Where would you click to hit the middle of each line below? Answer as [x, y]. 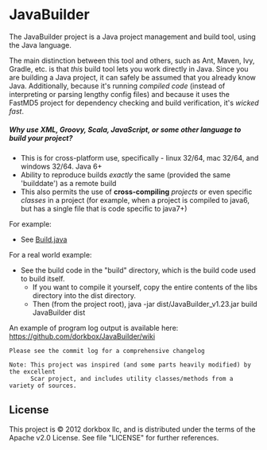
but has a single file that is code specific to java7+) [104, 208]
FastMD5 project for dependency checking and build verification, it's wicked [134, 103]
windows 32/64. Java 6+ [61, 166]
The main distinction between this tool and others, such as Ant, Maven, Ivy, [132, 60]
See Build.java [44, 239]
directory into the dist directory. [84, 295]
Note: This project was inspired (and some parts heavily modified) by [130, 365]
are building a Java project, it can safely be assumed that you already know [133, 77]
